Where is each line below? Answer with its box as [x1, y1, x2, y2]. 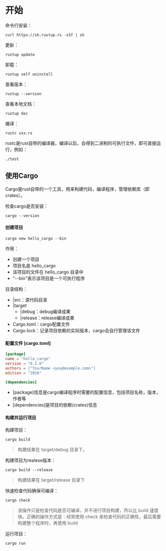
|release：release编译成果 [20, 314, 75, 321]
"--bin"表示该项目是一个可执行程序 [12, 275, 85, 281]
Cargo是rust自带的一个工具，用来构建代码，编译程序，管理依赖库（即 [5, 186, 150, 192]
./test [5, 156, 19, 162]
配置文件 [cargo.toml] [5, 340, 51, 346]
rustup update [5, 52, 35, 57]
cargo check [5, 497, 30, 503]
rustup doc [5, 111, 28, 116]
